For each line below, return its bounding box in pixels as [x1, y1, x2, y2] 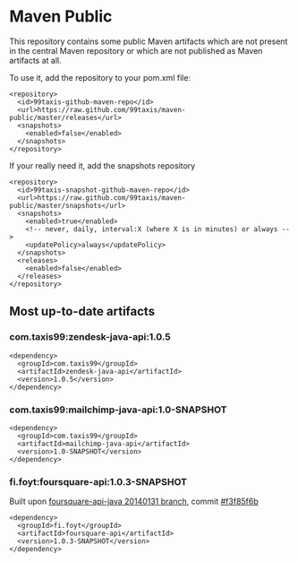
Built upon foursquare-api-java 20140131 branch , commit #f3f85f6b [9, 496, 260, 507]
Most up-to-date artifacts [9, 304, 155, 319]
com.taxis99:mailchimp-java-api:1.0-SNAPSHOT [9, 403, 227, 416]
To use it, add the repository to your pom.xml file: [9, 72, 191, 82]
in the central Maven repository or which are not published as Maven [9, 45, 263, 56]
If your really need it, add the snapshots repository [9, 160, 196, 171]
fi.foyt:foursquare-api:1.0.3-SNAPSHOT [9, 475, 188, 488]
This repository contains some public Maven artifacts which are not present [9, 36, 288, 47]
